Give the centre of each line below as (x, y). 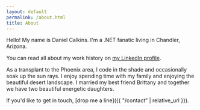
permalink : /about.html (36, 17)
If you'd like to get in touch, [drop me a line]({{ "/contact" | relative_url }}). (98, 100)
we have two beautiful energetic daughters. (60, 89)
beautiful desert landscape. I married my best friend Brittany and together (98, 82)
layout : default (27, 12)
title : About (23, 23)
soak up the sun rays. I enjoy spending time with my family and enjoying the (100, 76)
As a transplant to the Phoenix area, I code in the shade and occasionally (97, 70)
